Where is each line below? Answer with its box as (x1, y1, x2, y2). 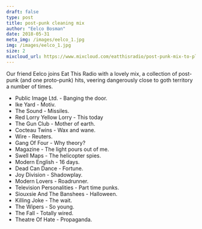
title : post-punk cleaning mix (6, 20, 85, 26)
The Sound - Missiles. (14, 107, 70, 114)
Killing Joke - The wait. (14, 197, 72, 204)
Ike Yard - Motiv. (14, 100, 56, 108)
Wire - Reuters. (14, 133, 53, 140)
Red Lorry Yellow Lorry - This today (14, 114, 103, 121)
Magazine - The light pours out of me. (14, 145, 109, 153)
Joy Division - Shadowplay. (14, 171, 83, 178)
